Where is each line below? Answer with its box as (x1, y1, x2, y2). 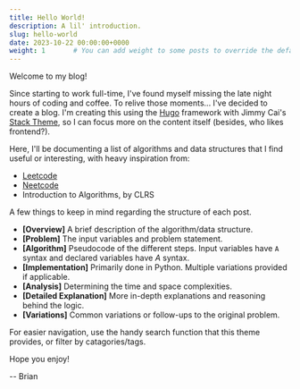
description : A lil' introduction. (9, 21, 142, 30)
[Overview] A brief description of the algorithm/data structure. (21, 224, 254, 235)
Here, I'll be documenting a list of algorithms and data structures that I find (9, 144, 284, 155)
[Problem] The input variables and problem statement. (21, 233, 223, 244)
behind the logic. (21, 300, 85, 311)
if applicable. (21, 272, 71, 283)
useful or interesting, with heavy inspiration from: (9, 153, 190, 164)
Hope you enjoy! (9, 354, 70, 365)
